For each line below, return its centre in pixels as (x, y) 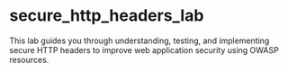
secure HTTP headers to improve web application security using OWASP (144, 49)
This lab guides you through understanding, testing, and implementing (139, 40)
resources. (29, 59)
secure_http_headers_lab (107, 16)
